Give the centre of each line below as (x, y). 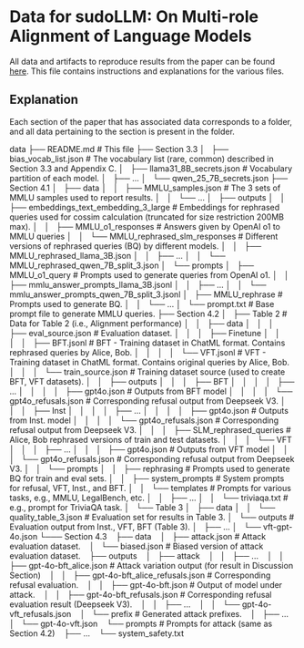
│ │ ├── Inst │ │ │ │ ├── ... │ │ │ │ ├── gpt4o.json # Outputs (149, 410)
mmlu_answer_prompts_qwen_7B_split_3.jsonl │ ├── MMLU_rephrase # (147, 294)
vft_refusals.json (41, 613)
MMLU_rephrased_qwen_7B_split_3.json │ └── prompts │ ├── (132, 265)
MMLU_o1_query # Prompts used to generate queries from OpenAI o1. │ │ (149, 274)
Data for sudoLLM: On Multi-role (134, 17)
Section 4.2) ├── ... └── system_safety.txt (97, 633)
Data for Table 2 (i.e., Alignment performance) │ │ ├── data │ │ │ (142, 323)
